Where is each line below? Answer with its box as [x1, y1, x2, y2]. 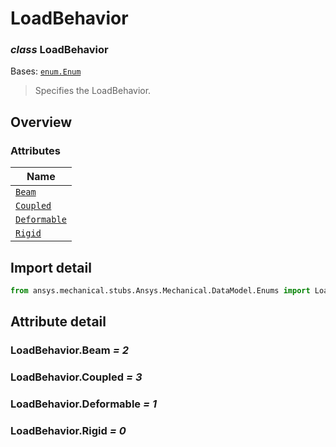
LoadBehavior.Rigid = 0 [10, 423, 127, 437]
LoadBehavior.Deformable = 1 [10, 397, 157, 411]
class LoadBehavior [10, 43, 109, 57]
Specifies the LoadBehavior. [34, 85, 152, 97]
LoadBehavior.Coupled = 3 [10, 370, 143, 384]
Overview [10, 113, 73, 131]
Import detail [10, 259, 92, 276]
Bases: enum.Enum [10, 65, 82, 77]
